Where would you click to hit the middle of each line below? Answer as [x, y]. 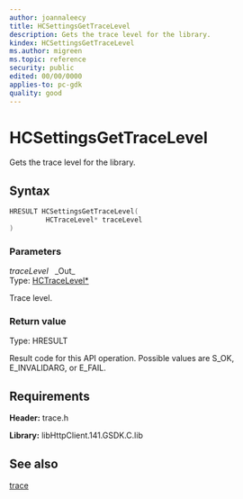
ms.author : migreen [46, 51]
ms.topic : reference [48, 59]
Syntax [30, 191]
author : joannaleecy [48, 18]
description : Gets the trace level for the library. [110, 34]
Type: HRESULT [39, 341]
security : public [42, 68]
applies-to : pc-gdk [46, 85]
